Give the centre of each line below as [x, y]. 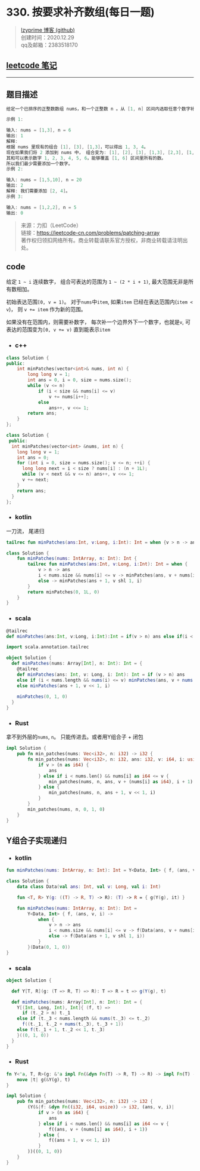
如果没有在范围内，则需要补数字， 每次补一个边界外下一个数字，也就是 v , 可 [99, 322]
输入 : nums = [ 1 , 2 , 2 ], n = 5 [41, 207]
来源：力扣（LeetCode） [51, 225]
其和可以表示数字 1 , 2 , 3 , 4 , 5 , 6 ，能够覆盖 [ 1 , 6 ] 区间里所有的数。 [86, 158]
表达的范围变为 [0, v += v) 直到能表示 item [58, 330]
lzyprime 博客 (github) [48, 30]
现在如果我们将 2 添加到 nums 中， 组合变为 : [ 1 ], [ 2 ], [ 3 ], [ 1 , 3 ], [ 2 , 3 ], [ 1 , [100, 152]
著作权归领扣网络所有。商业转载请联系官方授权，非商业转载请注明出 [104, 240]
